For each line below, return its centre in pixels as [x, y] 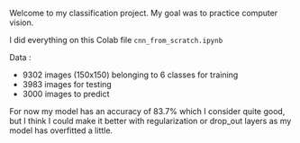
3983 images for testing [67, 84]
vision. [22, 22]
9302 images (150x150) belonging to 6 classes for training [130, 75]
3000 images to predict [66, 94]
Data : [20, 57]
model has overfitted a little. [61, 130]
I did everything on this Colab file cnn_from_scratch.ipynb [116, 40]
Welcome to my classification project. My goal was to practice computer [144, 13]
